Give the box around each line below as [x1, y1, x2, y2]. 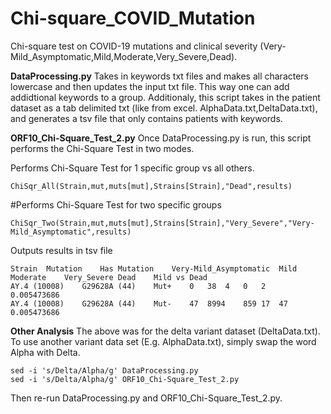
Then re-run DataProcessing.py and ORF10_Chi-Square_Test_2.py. [10, 392, 283, 404]
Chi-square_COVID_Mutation [10, 7, 256, 30]
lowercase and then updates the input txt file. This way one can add [10, 80, 290, 92]
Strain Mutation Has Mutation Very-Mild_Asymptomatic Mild [10, 263, 298, 274]
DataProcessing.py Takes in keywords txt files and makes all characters [10, 70, 310, 82]
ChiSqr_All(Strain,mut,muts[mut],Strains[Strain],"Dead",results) [10, 181, 293, 191]
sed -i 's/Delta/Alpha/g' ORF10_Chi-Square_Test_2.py [10, 374, 240, 384]
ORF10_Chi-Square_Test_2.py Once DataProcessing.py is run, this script [10, 132, 312, 144]
